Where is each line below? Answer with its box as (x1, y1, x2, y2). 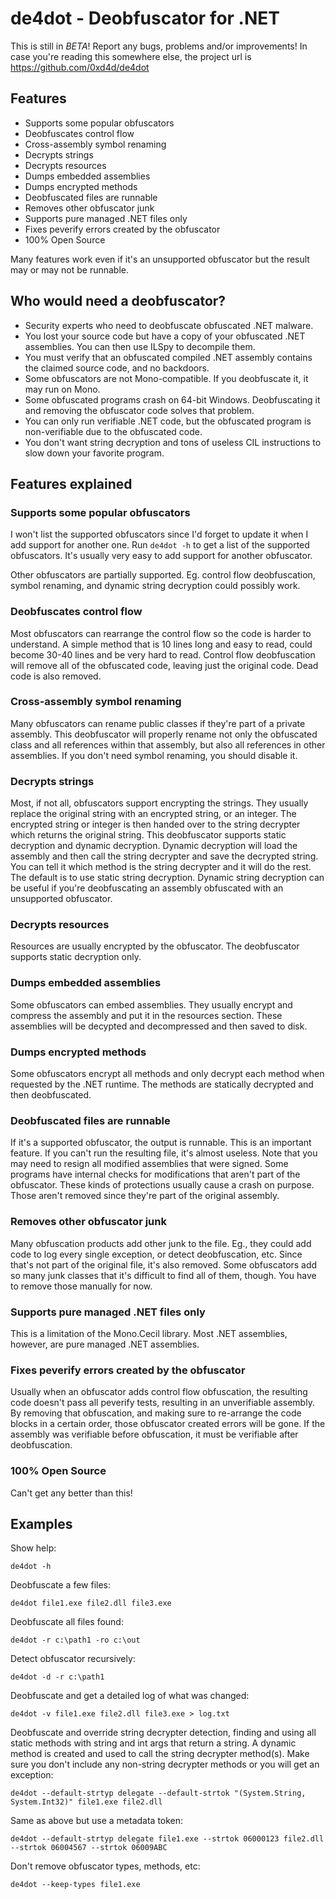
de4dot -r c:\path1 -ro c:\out (10, 1635, 141, 1646)
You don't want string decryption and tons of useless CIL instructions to (24, 436, 322, 448)
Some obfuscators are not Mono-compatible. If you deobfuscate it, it (24, 372, 309, 384)
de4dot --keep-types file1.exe (10, 1880, 141, 1890)
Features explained (10, 475, 133, 492)
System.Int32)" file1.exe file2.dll (10, 1797, 163, 1807)
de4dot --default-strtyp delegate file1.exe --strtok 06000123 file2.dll (10, 1834, 325, 1844)
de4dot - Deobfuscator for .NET (10, 7, 281, 30)
